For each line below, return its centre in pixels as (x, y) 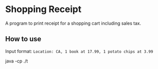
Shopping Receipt (43, 9)
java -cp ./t (17, 61)
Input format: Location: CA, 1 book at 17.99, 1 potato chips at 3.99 (79, 51)
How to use (23, 39)
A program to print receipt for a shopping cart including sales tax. (73, 23)
